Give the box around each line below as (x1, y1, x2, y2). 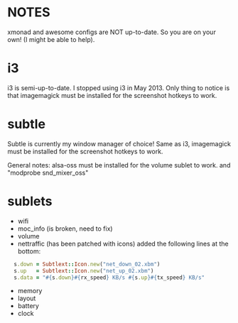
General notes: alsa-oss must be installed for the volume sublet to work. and (7, 160, 231, 169)
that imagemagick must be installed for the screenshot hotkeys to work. (7, 91, 217, 99)
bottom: (17, 246, 41, 256)
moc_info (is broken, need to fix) (17, 224, 113, 233)
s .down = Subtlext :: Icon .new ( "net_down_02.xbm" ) (13, 261, 161, 268)
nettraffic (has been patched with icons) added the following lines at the (17, 239, 229, 248)
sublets (7, 193, 53, 209)
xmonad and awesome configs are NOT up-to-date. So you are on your (7, 28, 217, 36)
